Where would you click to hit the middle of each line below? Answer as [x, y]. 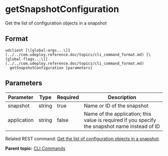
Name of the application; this [117, 113]
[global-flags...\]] [27, 59]
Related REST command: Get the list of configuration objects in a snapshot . [82, 138]
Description [122, 97]
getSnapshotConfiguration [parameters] [51, 68]
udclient [14, 50]
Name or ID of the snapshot [116, 105]
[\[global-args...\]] [48, 50]
